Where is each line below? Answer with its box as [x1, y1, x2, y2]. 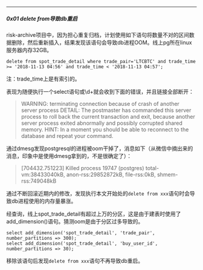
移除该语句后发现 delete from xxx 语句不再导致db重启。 [6, 257, 144, 264]
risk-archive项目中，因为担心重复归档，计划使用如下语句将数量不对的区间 [6, 31, 189, 38]
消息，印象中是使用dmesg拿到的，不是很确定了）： [6, 152, 132, 159]
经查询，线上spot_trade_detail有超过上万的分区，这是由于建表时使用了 [6, 210, 181, 217]
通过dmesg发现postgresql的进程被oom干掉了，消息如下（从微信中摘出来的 [6, 145, 193, 152]
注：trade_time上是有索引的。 [6, 75, 80, 82]
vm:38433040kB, [21, 171, 65, 178]
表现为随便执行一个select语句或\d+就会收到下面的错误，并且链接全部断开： [6, 88, 195, 95]
